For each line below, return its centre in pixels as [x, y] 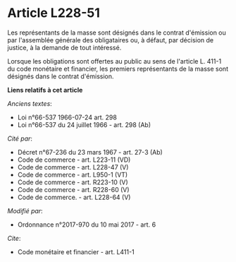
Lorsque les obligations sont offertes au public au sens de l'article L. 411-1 [114, 61]
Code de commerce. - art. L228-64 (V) [74, 197]
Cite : [14, 238]
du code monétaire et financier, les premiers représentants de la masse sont [118, 69]
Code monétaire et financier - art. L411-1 [76, 251]
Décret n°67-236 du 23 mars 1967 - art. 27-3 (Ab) [90, 152]
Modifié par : [25, 210]
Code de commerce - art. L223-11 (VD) [74, 160]
